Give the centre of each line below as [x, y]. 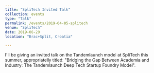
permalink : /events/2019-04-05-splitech [47, 23]
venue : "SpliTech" [24, 28]
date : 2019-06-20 [23, 32]
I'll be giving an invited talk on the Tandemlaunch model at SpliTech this [77, 55]
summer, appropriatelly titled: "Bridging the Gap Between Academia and [77, 60]
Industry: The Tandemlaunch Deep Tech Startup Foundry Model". [70, 65]
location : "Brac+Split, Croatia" [39, 37]
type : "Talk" [18, 18]
